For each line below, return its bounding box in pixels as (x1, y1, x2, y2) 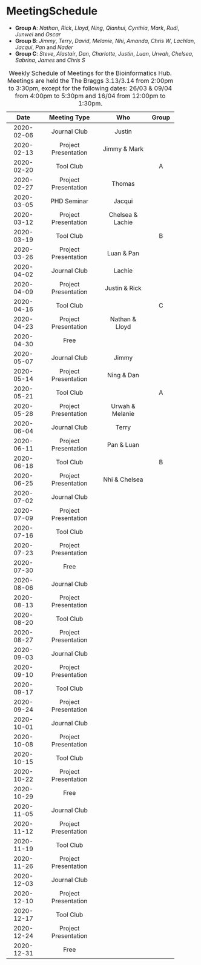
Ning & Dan (107, 371, 139, 379)
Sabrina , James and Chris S (15, 56, 86, 64)
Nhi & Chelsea (102, 475, 143, 484)
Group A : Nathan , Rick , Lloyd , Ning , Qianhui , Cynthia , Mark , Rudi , (15, 24, 180, 31)
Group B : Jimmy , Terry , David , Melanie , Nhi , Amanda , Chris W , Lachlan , (15, 37, 196, 44)
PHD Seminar (50, 197, 89, 205)
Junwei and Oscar (15, 30, 61, 38)
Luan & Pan (107, 249, 139, 257)
